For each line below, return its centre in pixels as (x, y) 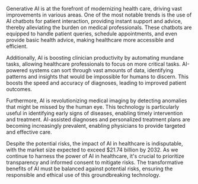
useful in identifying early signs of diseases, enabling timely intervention (95, 113)
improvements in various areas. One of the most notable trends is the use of (99, 15)
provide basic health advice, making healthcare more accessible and (90, 40)
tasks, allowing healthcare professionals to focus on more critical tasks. (93, 64)
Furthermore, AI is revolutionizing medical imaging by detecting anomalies (97, 101)
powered (17, 70)
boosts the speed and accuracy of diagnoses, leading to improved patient (96, 83)
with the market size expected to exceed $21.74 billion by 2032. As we (92, 150)
